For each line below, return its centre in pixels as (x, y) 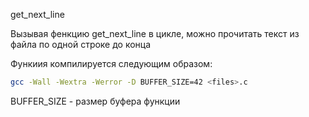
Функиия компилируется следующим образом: (111, 63)
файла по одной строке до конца (81, 44)
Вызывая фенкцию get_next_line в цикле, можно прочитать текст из (155, 33)
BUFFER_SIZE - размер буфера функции (95, 101)
